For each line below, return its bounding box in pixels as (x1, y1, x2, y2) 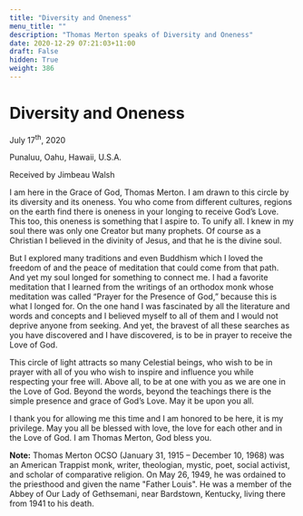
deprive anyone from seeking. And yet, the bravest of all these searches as (9, 320, 290, 331)
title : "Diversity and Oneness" (9, 13, 132, 23)
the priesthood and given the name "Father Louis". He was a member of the (9, 479, 292, 490)
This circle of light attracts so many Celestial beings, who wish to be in (9, 357, 273, 368)
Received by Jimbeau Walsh (9, 170, 115, 180)
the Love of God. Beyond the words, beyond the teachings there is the (9, 386, 272, 397)
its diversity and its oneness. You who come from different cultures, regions (9, 197, 293, 208)
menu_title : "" (9, 22, 67, 31)
